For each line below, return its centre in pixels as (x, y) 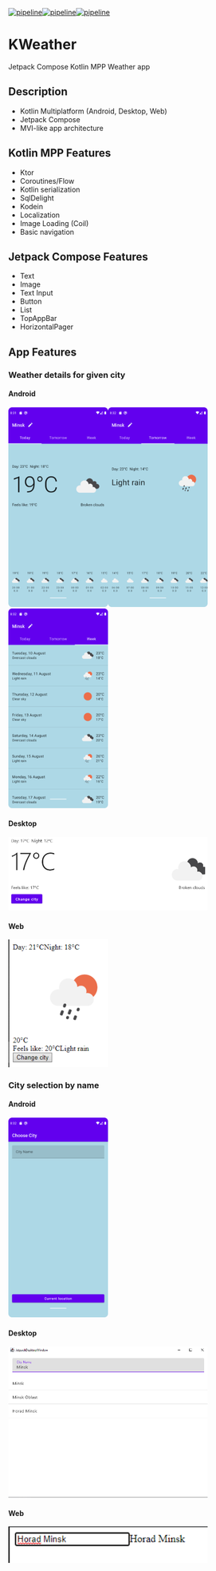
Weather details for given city (67, 375)
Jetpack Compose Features (79, 257)
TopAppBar (38, 319)
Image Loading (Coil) (54, 223)
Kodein (31, 206)
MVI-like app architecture (61, 128)
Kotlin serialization (50, 189)
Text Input (36, 293)
